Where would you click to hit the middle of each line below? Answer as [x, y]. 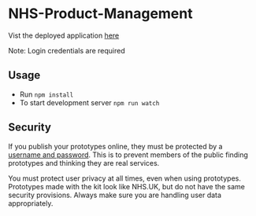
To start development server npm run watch [89, 102]
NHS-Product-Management [100, 14]
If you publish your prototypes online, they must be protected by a [115, 146]
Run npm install [46, 94]
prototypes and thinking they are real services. [84, 163]
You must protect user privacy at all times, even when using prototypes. [125, 178]
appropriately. [31, 203]
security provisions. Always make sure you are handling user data [115, 195]
